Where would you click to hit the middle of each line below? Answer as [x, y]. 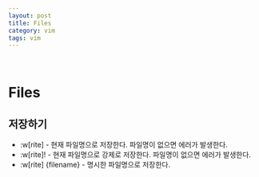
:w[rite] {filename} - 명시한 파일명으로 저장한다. [95, 165]
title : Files [30, 23]
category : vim [32, 30]
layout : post [30, 16]
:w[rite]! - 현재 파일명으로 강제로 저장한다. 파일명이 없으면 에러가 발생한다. [135, 155]
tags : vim [25, 38]
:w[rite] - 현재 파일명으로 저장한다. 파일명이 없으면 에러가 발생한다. [124, 145]
